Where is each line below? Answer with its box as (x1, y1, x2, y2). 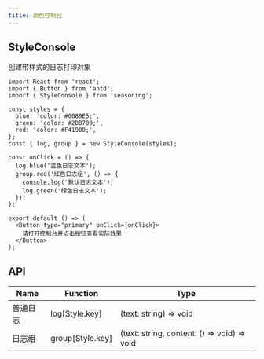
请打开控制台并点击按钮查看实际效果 (22, 229, 122, 238)
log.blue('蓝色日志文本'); (15, 162, 97, 170)
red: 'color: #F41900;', (15, 126, 97, 134)
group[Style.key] (50, 333, 112, 344)
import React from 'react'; (8, 78, 101, 86)
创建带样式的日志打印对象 (8, 62, 91, 71)
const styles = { (8, 105, 65, 114)
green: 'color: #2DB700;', (15, 119, 104, 127)
